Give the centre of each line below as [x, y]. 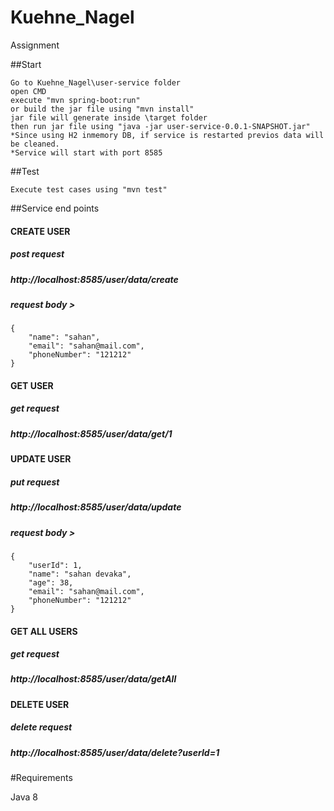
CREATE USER [40, 231]
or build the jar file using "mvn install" [102, 109]
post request [37, 254]
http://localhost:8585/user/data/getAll [93, 679]
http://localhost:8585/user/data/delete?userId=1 [115, 752]
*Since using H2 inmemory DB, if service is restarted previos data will [167, 135]
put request [35, 482]
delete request [41, 727]
